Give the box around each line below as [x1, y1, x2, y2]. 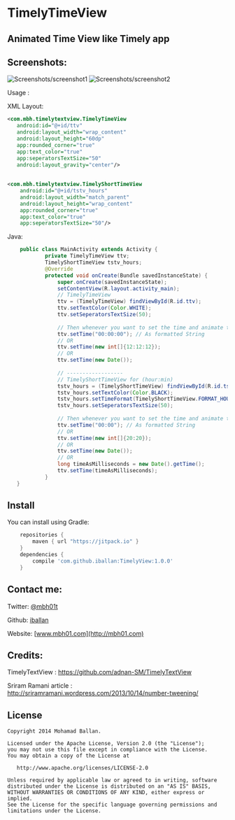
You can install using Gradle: [7, 518, 90, 526]
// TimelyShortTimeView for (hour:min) [57, 376, 173, 383]
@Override [44, 265, 73, 272]
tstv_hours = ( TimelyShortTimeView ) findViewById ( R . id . [57, 383, 224, 390]
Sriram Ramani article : [7, 681, 73, 690]
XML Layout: [7, 102, 44, 111]
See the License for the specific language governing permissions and [7, 801, 218, 809]
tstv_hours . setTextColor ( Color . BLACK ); [57, 389, 173, 396]
